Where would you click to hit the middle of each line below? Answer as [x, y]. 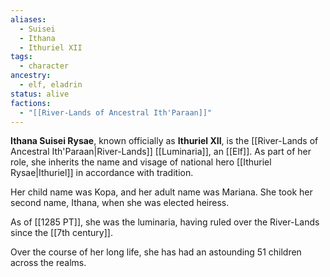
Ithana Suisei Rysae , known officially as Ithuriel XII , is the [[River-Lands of [164, 141]
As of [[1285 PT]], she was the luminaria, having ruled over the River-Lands [165, 222]
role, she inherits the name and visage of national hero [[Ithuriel [141, 162]
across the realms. [48, 263]
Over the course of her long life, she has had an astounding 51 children [156, 252]
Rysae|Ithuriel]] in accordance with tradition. [102, 173]
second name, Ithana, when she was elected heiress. [120, 203]
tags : [21, 57]
